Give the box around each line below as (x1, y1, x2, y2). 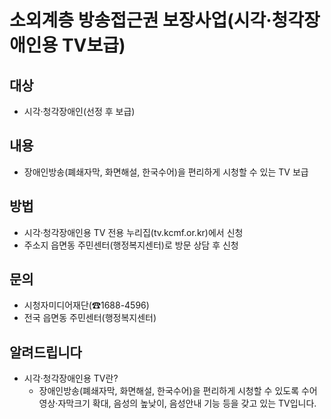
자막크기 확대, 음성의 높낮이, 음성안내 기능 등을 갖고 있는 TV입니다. (57, 397, 317, 410)
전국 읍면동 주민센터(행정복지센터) (23, 312, 157, 324)
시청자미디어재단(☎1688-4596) (23, 299, 150, 311)
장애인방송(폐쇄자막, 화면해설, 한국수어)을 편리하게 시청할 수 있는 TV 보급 (23, 166, 309, 178)
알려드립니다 (9, 344, 82, 361)
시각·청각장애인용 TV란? (23, 372, 119, 385)
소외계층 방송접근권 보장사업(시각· (9, 9, 272, 32)
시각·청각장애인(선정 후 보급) (23, 106, 136, 117)
